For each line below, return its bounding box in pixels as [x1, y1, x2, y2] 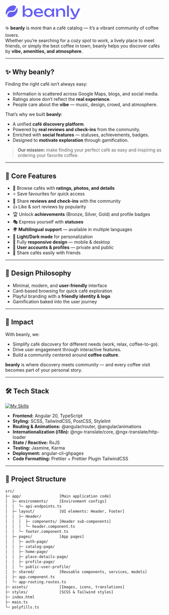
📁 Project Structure [5, 475, 66, 483]
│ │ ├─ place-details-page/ [5, 554, 69, 560]
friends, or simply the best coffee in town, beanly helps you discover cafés [5, 43, 160, 49]
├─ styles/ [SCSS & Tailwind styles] [5, 590, 114, 595]
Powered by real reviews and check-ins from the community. [12, 127, 141, 133]
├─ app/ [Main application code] [5, 494, 112, 499]
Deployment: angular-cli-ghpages [12, 450, 84, 456]
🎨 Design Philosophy [5, 269, 71, 277]
